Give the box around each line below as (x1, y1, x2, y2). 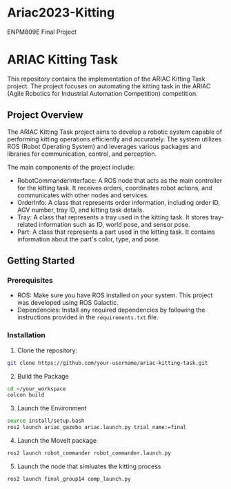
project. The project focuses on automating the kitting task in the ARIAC (7, 81, 211, 90)
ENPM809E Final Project (7, 28, 77, 36)
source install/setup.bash (7, 417, 85, 425)
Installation (7, 330, 46, 340)
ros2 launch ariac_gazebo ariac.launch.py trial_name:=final (7, 424, 187, 431)
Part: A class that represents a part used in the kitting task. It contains (17, 228, 215, 236)
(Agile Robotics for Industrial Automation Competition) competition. (7, 89, 198, 97)
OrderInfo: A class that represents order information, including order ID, (17, 198, 221, 206)
